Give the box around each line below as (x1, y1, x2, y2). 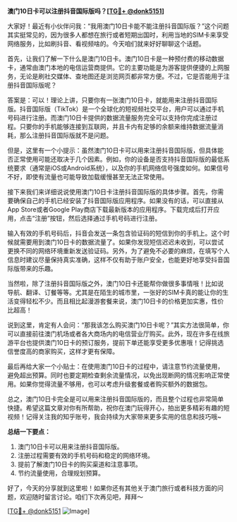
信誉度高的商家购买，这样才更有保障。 (7, 347, 119, 356)
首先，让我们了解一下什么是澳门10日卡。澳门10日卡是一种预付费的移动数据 (7, 54, 224, 63)
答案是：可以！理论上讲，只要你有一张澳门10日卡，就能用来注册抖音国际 (7, 96, 218, 104)
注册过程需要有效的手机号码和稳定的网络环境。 (17, 451, 154, 459)
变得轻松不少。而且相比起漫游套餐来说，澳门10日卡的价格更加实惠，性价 (13, 297, 224, 305)
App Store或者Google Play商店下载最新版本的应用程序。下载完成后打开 (7, 205, 214, 214)
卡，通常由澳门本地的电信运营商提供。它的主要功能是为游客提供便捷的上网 (7, 63, 224, 71)
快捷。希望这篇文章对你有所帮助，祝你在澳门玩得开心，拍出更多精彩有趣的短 (7, 403, 230, 412)
